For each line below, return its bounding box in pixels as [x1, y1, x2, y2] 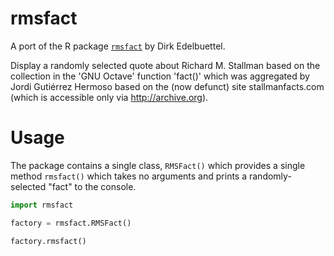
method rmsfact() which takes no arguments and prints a [10, 170, 248, 182]
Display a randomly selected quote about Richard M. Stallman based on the [10, 59, 321, 71]
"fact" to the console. [48, 180, 137, 192]
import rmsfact [10, 200, 74, 210]
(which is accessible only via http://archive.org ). [10, 91, 209, 103]
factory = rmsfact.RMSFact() [10, 218, 132, 228]
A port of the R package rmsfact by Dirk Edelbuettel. [10, 40, 226, 52]
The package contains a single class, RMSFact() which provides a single [10, 159, 306, 171]
